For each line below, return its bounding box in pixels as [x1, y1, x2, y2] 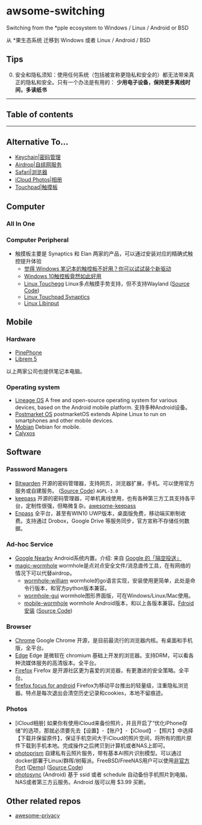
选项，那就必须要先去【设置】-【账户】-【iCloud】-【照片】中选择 [28, 726, 194, 734]
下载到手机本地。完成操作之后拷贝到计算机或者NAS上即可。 [20, 741, 168, 749]
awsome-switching [6, 4, 105, 18]
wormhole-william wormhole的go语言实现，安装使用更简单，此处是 [23, 577, 191, 584]
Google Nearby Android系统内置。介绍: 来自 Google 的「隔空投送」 [14, 554, 182, 562]
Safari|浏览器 [14, 168, 47, 176]
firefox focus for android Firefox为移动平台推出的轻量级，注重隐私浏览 [14, 682, 189, 689]
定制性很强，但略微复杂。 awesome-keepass [25, 502, 136, 509]
